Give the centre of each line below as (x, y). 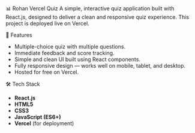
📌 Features (19, 35)
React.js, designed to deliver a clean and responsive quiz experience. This (97, 17)
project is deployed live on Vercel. (47, 23)
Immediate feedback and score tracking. (64, 53)
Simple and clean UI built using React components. (77, 59)
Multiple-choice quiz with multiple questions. (70, 46)
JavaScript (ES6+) (37, 117)
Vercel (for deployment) (44, 123)
